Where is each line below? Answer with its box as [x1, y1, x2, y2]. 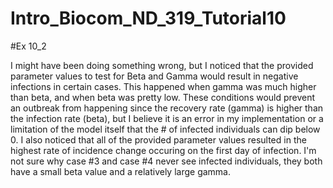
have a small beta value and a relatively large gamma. [10, 165, 232, 177]
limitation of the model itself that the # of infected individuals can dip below [10, 123, 321, 135]
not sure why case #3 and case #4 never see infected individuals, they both [10, 155, 323, 167]
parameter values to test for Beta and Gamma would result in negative [10, 70, 299, 82]
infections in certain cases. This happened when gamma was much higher [10, 80, 317, 92]
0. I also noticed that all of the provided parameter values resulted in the [10, 133, 307, 146]
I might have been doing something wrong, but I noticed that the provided [10, 59, 314, 71]
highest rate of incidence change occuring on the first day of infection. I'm [10, 144, 317, 156]
